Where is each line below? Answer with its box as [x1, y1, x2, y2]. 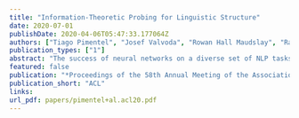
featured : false [9, 63, 69, 72]
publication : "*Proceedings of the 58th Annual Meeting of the [9, 71, 249, 80]
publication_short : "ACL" [9, 79, 105, 88]
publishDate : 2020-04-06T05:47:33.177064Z [9, 29, 169, 38]
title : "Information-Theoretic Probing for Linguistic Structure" [9, 12, 261, 22]
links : [9, 87, 34, 96]
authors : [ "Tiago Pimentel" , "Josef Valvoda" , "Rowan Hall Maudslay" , [9, 37, 277, 47]
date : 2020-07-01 [9, 21, 74, 30]
